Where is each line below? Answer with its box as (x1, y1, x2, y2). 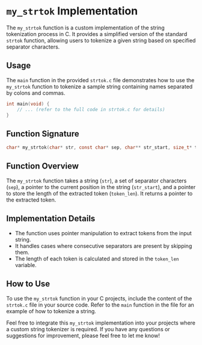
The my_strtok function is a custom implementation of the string (6, 24, 165, 31)
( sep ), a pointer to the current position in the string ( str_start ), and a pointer (6, 183, 196, 190)
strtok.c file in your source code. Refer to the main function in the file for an (6, 301, 194, 308)
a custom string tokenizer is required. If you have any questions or (6, 325, 170, 332)
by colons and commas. (6, 89, 66, 97)
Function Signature (6, 128, 79, 139)
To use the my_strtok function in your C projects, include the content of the (6, 295, 192, 302)
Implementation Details (6, 214, 96, 224)
